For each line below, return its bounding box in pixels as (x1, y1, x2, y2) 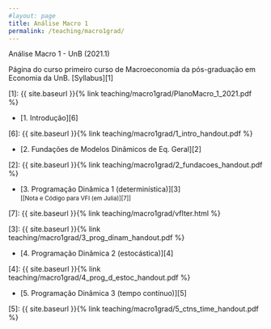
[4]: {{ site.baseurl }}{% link (8, 264, 101, 274)
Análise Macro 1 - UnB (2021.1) (8, 49, 111, 59)
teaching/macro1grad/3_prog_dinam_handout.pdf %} (8, 233, 185, 243)
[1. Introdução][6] (19, 113, 78, 123)
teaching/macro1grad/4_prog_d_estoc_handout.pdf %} (8, 272, 191, 283)
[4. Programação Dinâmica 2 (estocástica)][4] (19, 248, 174, 259)
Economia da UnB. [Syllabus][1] (8, 74, 114, 83)
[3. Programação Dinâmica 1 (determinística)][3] (19, 184, 181, 194)
